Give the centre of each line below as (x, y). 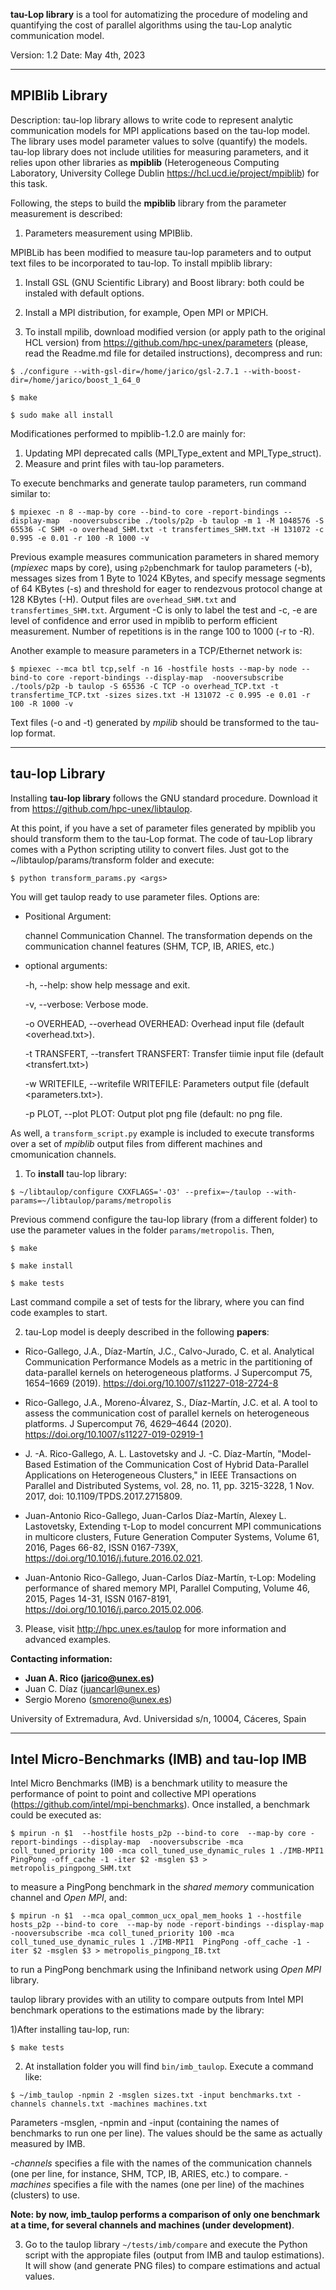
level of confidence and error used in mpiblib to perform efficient (144, 620)
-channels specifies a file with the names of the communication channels (161, 2163)
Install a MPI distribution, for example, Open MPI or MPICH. (146, 312)
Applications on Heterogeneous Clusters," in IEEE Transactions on (160, 1475)
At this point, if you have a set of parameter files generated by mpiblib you (163, 828)
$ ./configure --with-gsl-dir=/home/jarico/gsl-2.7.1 (125, 371)
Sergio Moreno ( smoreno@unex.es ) (98, 1699)
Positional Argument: (68, 916)
